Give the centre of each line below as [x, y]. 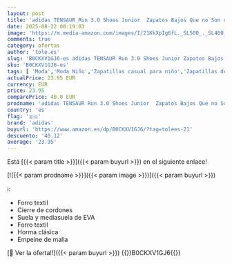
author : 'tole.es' [33, 53]
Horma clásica [38, 232]
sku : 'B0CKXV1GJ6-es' [38, 65]
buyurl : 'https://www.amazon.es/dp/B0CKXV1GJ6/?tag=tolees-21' [100, 129]
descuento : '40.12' [35, 135]
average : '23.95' [32, 142]
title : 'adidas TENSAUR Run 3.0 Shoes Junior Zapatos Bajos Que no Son [114, 20]
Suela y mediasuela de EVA [56, 218]
